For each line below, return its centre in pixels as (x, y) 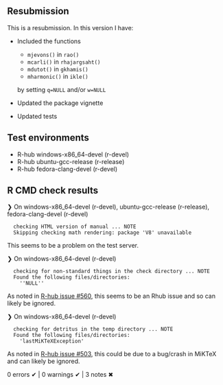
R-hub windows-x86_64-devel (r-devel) (73, 154)
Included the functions (49, 41)
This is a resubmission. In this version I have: (70, 27)
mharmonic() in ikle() (58, 76)
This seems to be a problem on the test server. (73, 246)
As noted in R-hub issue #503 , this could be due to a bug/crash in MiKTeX (112, 354)
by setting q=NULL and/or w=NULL (61, 89)
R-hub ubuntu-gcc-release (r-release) (71, 161)
